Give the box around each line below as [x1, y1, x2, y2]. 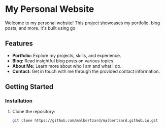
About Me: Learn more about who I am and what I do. [12, 63, 122, 69]
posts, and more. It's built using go [5, 25, 75, 31]
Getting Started [5, 83, 54, 91]
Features [5, 40, 33, 48]
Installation [5, 97, 33, 104]
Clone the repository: [12, 109, 56, 115]
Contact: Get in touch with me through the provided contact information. [12, 68, 160, 74]
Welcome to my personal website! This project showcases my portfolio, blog [5, 20, 160, 26]
